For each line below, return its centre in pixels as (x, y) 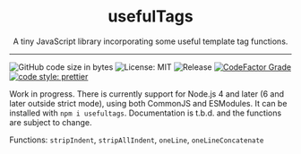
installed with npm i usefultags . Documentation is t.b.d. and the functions (146, 113)
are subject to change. (51, 122)
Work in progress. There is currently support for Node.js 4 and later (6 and (147, 94)
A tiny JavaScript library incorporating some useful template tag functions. (150, 41)
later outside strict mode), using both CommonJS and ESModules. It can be (148, 103)
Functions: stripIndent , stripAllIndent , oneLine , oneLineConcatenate (137, 140)
